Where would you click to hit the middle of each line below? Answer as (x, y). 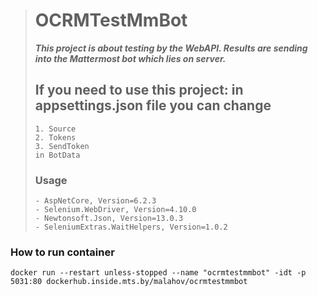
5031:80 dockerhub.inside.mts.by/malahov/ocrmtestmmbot (129, 282)
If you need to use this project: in (139, 90)
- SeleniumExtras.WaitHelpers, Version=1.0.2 (131, 227)
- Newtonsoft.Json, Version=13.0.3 (109, 219)
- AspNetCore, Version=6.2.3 (95, 201)
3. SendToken (62, 146)
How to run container (62, 252)
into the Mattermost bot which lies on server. (130, 58)
